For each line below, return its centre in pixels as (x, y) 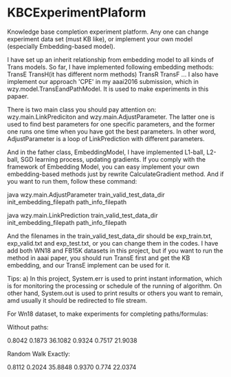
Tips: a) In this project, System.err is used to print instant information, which (114, 278)
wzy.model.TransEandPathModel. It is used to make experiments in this (108, 89)
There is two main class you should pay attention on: (82, 109)
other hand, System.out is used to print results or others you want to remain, (115, 293)
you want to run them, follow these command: (72, 181)
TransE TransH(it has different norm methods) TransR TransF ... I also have (113, 74)
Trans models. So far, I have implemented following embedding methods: (111, 67)
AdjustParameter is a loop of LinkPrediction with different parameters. (106, 138)
